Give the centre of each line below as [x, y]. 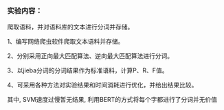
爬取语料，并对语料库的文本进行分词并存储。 [70, 27]
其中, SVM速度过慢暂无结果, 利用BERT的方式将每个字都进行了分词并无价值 [112, 100]
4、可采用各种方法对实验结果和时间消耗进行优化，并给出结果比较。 [102, 85]
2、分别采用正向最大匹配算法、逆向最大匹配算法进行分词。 [90, 56]
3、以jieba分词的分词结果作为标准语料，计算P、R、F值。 [88, 70]
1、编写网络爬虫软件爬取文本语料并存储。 [66, 42]
